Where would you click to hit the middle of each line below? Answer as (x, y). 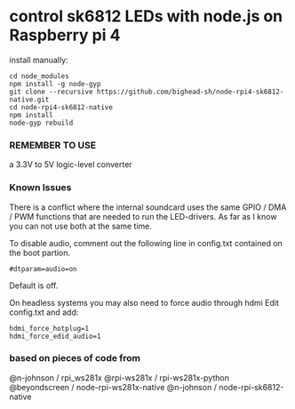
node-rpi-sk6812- (251, 387)
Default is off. (34, 285)
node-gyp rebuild (41, 123)
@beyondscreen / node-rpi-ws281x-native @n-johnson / (113, 387)
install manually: (39, 60)
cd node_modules (39, 76)
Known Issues (40, 188)
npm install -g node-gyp (55, 84)
